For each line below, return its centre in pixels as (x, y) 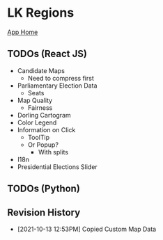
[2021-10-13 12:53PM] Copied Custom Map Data (87, 229)
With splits (53, 152)
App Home (23, 32)
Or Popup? (43, 145)
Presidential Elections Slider (57, 167)
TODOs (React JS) (47, 54)
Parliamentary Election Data (57, 86)
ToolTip (39, 137)
